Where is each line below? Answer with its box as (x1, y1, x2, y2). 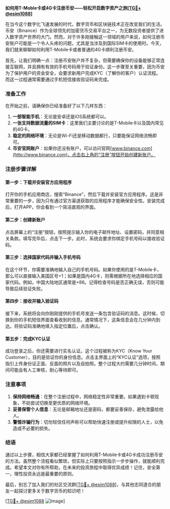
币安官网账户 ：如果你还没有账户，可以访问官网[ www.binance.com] (12, 145, 153, 151)
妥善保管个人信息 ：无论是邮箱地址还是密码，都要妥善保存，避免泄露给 (12, 406, 159, 412)
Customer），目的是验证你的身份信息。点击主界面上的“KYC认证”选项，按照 (5, 354, 161, 360)
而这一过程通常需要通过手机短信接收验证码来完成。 (5, 76, 112, 82)
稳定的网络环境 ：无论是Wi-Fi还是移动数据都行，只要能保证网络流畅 (12, 133, 153, 139)
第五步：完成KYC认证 (5, 335, 51, 342)
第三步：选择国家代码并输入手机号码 (5, 254, 81, 261)
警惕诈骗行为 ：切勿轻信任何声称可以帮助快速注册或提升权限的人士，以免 (12, 419, 163, 425)
